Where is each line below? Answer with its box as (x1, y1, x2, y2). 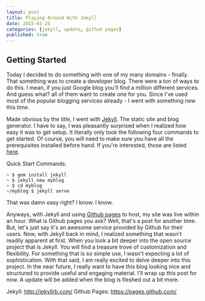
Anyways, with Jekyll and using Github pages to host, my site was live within (6, 210, 199, 218)
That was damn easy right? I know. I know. (6, 198, 113, 206)
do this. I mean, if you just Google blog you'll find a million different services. (6, 84, 199, 91)
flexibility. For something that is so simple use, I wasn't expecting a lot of (6, 249, 190, 257)
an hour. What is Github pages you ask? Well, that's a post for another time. (6, 217, 196, 224)
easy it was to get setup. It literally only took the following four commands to (6, 128, 199, 136)
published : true (6, 32, 48, 38)
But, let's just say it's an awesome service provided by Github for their (6, 224, 184, 231)
